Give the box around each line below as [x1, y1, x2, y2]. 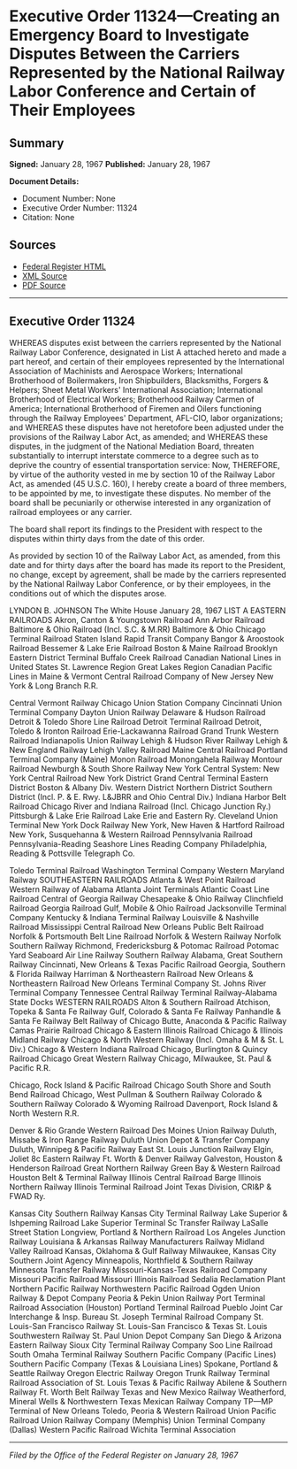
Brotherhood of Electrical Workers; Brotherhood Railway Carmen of [9, 394, 255, 404]
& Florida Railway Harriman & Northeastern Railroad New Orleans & [9, 968, 254, 979]
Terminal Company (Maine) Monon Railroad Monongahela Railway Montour [9, 754, 283, 765]
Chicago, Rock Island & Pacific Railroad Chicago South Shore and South [9, 1080, 271, 1090]
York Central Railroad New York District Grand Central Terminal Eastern [9, 773, 269, 783]
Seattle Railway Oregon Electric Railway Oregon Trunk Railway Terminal [9, 1367, 270, 1378]
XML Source [21, 270, 68, 281]
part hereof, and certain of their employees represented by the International [9, 356, 285, 366]
